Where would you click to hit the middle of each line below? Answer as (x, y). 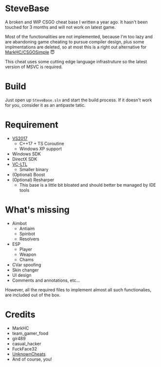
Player (26, 249)
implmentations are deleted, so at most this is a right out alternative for (76, 47)
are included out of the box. (33, 295)
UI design (22, 275)
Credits (20, 314)
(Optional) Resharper (33, 180)
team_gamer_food (30, 333)
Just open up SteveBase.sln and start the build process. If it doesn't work (79, 100)
